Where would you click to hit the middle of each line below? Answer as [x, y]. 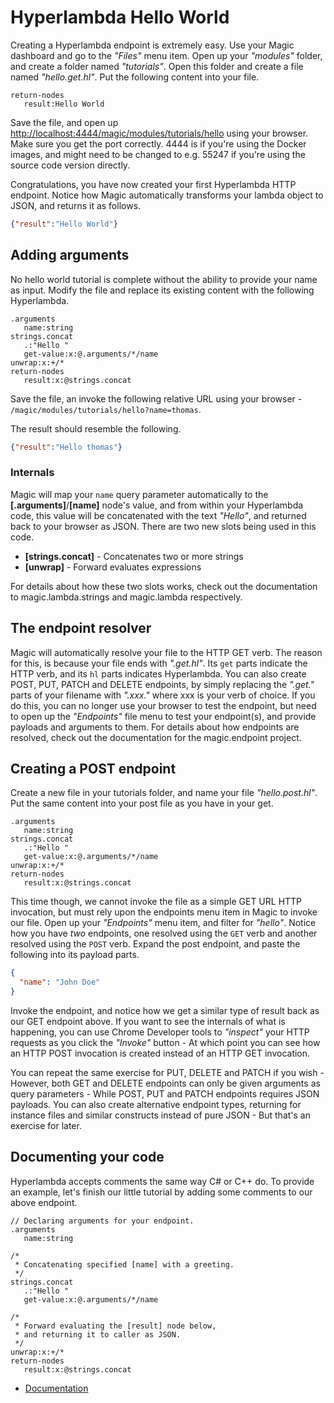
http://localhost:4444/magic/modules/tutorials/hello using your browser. [159, 133]
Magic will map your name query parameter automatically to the [139, 494]
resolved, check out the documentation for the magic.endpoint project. [156, 737]
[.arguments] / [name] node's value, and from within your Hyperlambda [157, 505]
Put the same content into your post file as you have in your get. [142, 803]
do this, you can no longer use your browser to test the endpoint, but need [163, 705]
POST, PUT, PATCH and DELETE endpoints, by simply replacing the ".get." [162, 684]
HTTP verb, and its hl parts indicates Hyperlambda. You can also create [158, 673]
